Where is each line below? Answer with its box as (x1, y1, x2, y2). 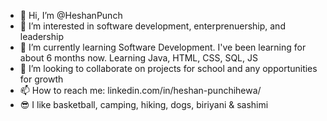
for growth (19, 73, 64, 85)
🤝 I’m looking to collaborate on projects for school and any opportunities (19, 63, 318, 74)
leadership (19, 31, 64, 42)
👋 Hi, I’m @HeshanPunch (19, 10, 123, 21)
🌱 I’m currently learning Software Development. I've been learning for (19, 41, 307, 53)
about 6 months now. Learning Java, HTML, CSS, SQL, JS (19, 52, 258, 64)
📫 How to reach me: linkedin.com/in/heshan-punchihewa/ (19, 85, 262, 96)
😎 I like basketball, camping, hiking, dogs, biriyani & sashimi (19, 99, 269, 110)
